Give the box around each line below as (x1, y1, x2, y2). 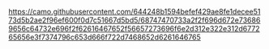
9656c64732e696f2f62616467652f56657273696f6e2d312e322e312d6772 (8, 24, 261, 33)
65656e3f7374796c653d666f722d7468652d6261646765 (8, 32, 201, 42)
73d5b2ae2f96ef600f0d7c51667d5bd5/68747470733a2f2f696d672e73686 (8, 15, 261, 25)
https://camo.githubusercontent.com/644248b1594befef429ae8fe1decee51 (8, 7, 261, 16)
